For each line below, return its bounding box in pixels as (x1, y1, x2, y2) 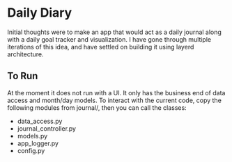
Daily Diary (7, 5, 72, 21)
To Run (7, 70, 38, 82)
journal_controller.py (17, 124, 77, 133)
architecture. (7, 50, 44, 58)
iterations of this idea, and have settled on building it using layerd (7, 42, 194, 51)
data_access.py (17, 117, 63, 125)
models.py (17, 131, 48, 140)
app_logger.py (17, 139, 59, 147)
